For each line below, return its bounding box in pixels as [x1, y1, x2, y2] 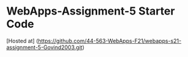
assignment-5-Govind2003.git [6, 44, 82, 51]
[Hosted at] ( [6, 37, 38, 44]
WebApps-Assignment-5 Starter [6, 4, 175, 18]
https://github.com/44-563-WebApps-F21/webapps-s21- [38, 37, 182, 44]
